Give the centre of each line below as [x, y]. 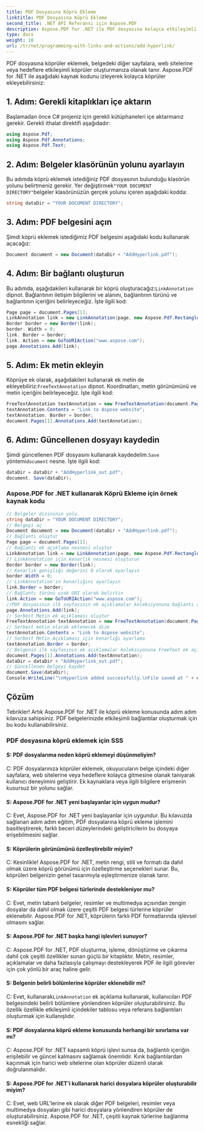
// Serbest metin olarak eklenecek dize [58, 627]
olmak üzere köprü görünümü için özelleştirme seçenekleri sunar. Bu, [93, 869]
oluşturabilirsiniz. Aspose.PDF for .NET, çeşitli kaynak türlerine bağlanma [97, 1116]
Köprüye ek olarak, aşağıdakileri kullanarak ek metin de [75, 380]
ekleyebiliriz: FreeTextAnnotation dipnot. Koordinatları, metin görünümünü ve [101, 386]
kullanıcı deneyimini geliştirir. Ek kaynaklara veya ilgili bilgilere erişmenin [96, 781]
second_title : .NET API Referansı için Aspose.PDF [72, 23]
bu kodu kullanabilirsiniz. [37, 724]
